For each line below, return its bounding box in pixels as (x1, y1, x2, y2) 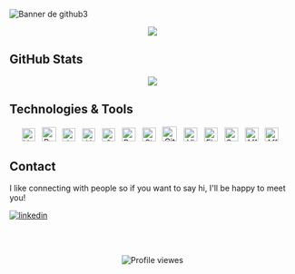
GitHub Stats (9, 52, 84, 67)
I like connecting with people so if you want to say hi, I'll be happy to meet (9, 182, 286, 194)
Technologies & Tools (9, 102, 133, 117)
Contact (9, 159, 56, 174)
